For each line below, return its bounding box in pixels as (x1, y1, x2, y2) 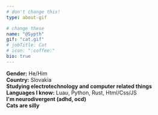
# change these (6, 25, 45, 31)
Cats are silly (6, 102, 40, 109)
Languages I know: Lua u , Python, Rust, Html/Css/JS (6, 89, 137, 96)
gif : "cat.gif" (6, 37, 45, 43)
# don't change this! (6, 8, 61, 15)
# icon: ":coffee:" (6, 48, 55, 54)
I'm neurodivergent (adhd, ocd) (6, 95, 86, 102)
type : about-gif (6, 14, 47, 20)
